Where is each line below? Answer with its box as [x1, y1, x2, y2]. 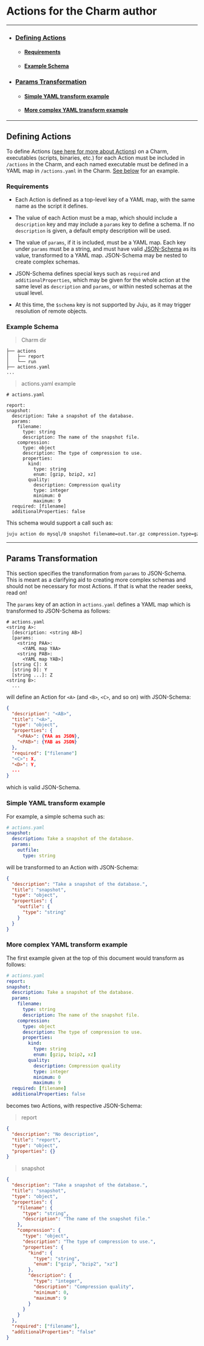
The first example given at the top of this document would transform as [6, 954, 185, 962]
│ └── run [6, 359, 36, 365]
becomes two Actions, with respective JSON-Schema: [6, 1102, 143, 1109]
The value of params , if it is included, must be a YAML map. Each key [15, 239, 186, 246]
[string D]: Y [12, 667, 47, 673]
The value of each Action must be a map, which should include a [15, 214, 177, 221]
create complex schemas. [15, 258, 80, 265]
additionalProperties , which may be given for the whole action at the [15, 276, 190, 284]
